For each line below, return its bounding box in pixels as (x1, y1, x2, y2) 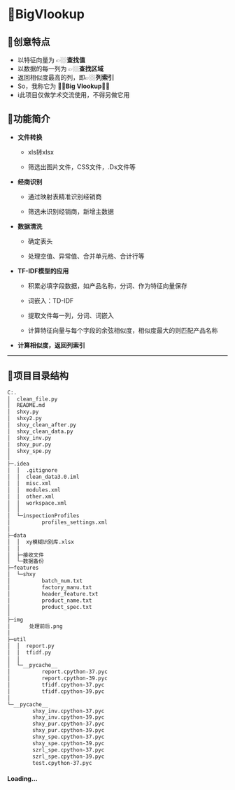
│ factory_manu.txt (7, 584, 92, 591)
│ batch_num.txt (7, 577, 83, 584)
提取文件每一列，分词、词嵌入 (27, 311, 114, 319)
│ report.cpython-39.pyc (7, 675, 108, 682)
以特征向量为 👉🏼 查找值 (17, 56, 85, 64)
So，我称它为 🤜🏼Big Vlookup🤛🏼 (17, 82, 111, 90)
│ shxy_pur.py (7, 440, 52, 448)
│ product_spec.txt (7, 603, 92, 610)
